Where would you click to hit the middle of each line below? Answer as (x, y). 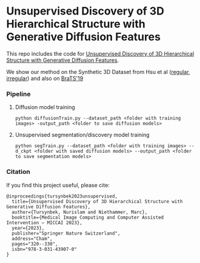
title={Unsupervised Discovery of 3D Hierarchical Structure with (97, 201)
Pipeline (18, 94)
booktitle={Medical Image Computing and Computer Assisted (88, 217)
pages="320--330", (35, 244)
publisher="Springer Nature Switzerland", (66, 233)
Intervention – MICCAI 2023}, (45, 222)
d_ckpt (23, 151)
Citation (18, 172)
